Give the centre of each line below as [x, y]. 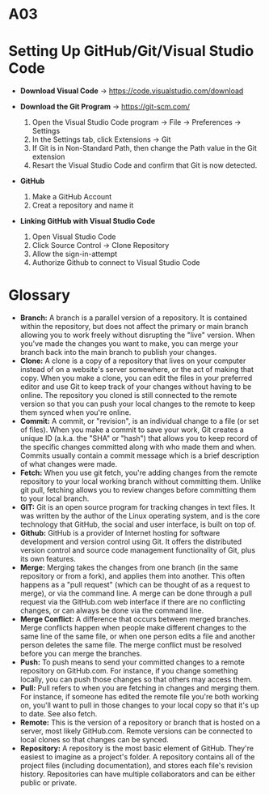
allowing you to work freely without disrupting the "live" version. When [138, 335]
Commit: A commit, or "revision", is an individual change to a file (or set [139, 421]
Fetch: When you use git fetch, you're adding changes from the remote [139, 473]
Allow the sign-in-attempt [75, 254]
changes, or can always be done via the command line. [112, 611]
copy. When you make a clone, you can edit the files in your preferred [136, 378]
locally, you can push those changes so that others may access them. [136, 680]
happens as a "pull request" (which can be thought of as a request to [135, 585]
